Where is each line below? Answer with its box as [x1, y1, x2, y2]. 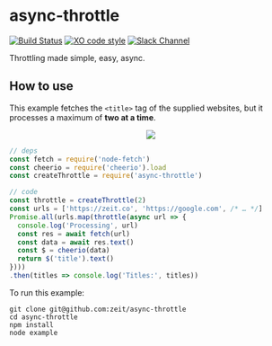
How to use [9, 78, 74, 94]
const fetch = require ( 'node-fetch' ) [9, 155, 151, 164]
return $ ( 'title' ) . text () [17, 254, 115, 263]
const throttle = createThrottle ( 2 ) [9, 196, 146, 205]
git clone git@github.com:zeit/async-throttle [9, 305, 187, 314]
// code [9, 188, 39, 197]
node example [9, 328, 58, 337]
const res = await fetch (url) [17, 229, 130, 238]
